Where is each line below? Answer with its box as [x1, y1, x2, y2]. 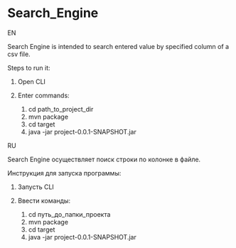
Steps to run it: [7, 63, 51, 72]
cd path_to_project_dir [28, 104, 94, 113]
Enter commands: [17, 91, 70, 99]
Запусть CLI [17, 183, 55, 191]
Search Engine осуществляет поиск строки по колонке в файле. [7, 155, 201, 163]
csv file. [7, 50, 31, 58]
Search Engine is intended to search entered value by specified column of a [7, 42, 230, 50]
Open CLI [17, 77, 46, 86]
